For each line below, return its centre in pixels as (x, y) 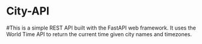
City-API (28, 11)
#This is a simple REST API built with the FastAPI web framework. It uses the (101, 28)
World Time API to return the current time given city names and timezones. (99, 34)
